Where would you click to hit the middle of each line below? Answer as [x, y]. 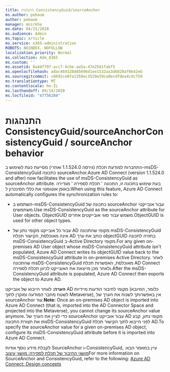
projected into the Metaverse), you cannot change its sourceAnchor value [83, 311]
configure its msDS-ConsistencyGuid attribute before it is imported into [80, 333]
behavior [25, 153]
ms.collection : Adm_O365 [32, 57]
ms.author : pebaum [25, 15]
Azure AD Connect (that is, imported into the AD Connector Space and [79, 305]
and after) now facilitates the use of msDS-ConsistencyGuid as [71, 178]
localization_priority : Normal [39, 53]
